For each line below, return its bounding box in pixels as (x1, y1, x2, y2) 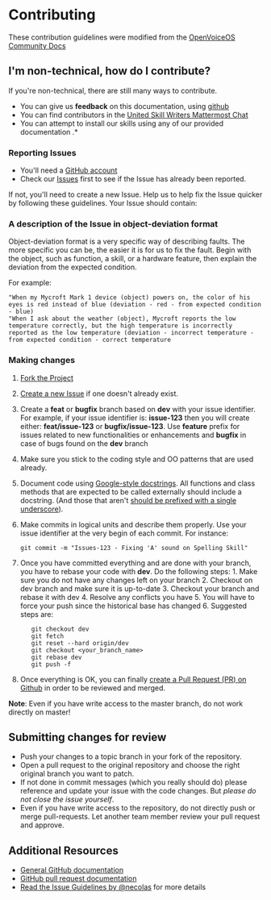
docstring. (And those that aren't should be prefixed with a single (19, 495, 236, 505)
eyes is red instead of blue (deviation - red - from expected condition (8, 301, 262, 309)
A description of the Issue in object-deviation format (8, 218, 219, 229)
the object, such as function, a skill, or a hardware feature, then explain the (8, 254, 257, 264)
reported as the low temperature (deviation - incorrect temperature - (8, 329, 254, 337)
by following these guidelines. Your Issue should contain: (8, 198, 198, 208)
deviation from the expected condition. (8, 262, 137, 272)
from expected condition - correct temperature (8, 336, 172, 344)
